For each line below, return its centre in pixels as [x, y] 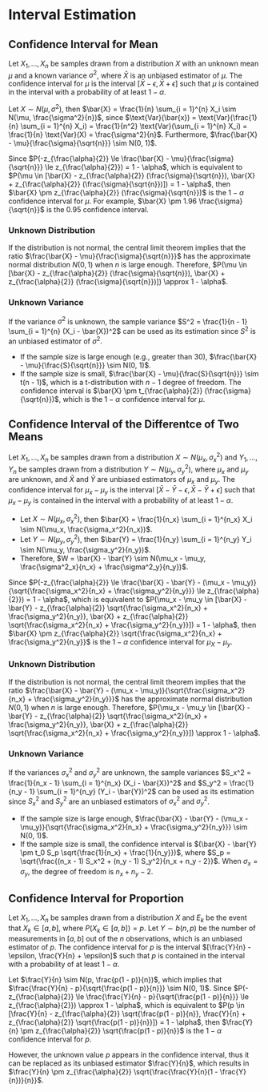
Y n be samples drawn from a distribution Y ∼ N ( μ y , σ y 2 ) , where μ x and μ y [129, 469]
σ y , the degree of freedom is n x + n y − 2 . [86, 872]
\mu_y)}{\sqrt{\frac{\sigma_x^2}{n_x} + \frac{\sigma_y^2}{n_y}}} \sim [134, 827]
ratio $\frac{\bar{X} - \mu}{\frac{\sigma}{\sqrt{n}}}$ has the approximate [130, 256]
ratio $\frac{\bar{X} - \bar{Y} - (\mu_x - [73, 690]
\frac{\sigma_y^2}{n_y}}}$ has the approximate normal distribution [143, 699]
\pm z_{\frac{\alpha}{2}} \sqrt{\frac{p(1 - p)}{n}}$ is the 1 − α [121, 1030]
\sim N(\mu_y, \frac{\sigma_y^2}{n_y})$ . [85, 549]
